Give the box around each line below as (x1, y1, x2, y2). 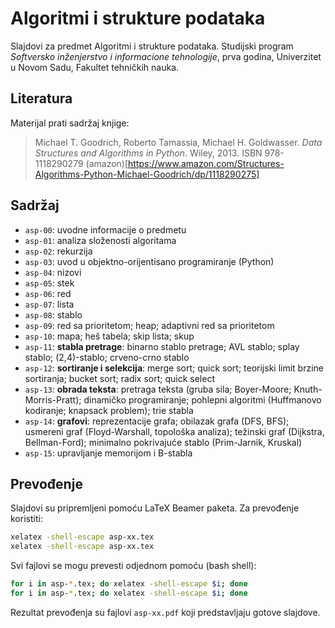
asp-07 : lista (24, 298, 75, 310)
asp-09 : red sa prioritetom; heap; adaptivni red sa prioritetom (24, 319, 275, 331)
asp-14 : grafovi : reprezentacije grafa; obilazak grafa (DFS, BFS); (24, 415, 290, 427)
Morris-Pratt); (24, 393, 82, 406)
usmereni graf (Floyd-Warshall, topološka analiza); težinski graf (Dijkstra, (24, 425, 325, 437)
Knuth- (293, 383, 323, 395)
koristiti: (10, 513, 43, 525)
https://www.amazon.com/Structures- (128, 157, 285, 169)
